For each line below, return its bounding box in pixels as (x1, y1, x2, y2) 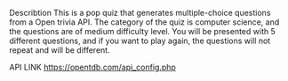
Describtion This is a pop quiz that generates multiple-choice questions (9, 8, 271, 18)
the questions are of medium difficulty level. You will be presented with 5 (9, 26, 276, 36)
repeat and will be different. (9, 45, 110, 55)
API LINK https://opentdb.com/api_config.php (9, 62, 176, 72)
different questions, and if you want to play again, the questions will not (9, 35, 271, 46)
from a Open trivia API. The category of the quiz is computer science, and (9, 17, 280, 27)
